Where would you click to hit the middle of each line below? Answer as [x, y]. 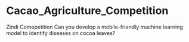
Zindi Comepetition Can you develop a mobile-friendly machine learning [95, 27]
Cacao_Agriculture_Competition [87, 11]
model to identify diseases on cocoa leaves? [61, 33]
